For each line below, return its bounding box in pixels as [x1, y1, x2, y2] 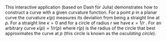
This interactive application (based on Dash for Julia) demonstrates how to [5, 4, 158, 10]
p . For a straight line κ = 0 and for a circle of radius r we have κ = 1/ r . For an [5, 20, 162, 26]
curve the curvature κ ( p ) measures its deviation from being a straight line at [5, 15, 160, 20]
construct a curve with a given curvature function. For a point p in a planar [5, 9, 158, 15]
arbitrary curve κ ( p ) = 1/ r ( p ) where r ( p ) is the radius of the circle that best [5, 25, 156, 31]
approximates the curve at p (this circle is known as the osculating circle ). [5, 31, 157, 36]
